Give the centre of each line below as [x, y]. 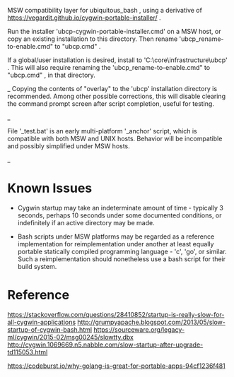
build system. [37, 266]
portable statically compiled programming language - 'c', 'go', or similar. [122, 251]
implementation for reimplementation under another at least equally [116, 244]
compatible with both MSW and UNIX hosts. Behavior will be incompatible [115, 138]
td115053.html [28, 352]
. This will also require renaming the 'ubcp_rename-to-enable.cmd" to [109, 67]
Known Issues [50, 188]
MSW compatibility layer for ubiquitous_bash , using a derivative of [105, 10]
